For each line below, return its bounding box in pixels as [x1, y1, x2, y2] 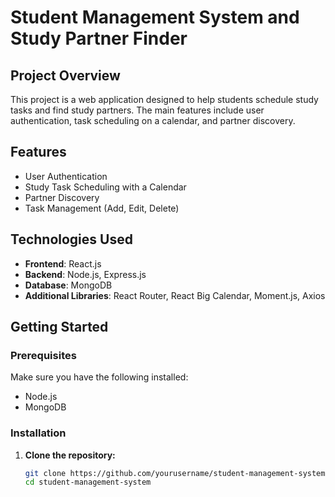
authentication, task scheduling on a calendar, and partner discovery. [10, 115, 296, 126]
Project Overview [10, 67, 121, 84]
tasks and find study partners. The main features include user [10, 104, 265, 116]
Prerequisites [10, 348, 77, 362]
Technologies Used [10, 231, 133, 248]
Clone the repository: [24, 449, 116, 461]
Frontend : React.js [24, 257, 102, 270]
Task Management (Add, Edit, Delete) [24, 202, 180, 214]
